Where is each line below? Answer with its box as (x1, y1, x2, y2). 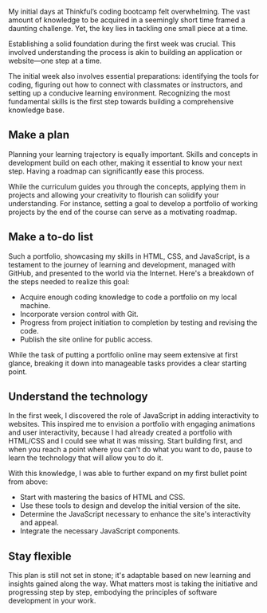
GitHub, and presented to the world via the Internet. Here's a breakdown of (8, 268, 254, 278)
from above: (8, 477, 49, 486)
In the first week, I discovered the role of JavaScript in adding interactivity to (8, 411, 259, 420)
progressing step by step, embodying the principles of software (8, 588, 218, 597)
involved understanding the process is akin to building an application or (8, 48, 243, 57)
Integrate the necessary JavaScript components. (19, 526, 181, 536)
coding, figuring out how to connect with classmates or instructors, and (8, 80, 243, 89)
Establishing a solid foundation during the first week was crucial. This (8, 39, 237, 49)
